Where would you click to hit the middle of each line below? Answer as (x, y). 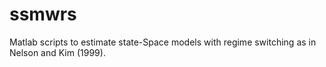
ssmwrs (43, 14)
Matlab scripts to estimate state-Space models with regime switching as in (163, 42)
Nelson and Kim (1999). (57, 52)
